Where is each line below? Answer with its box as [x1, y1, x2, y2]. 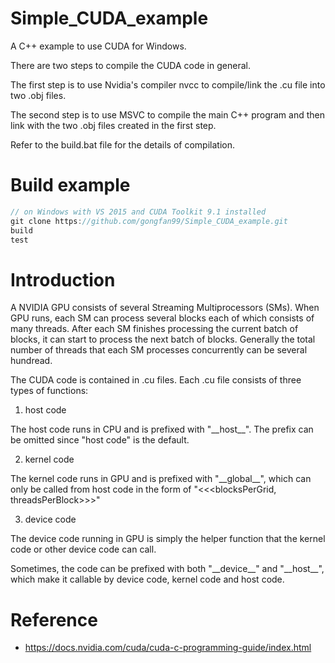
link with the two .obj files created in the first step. [10, 119, 217, 131]
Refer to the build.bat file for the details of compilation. [10, 138, 235, 151]
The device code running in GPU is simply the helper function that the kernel [10, 533, 326, 545]
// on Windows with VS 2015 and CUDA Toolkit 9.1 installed [10, 207, 267, 217]
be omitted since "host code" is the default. [10, 434, 190, 446]
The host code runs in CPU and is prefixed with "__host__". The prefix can [10, 423, 314, 436]
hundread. [10, 355, 53, 367]
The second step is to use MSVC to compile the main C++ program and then [10, 108, 326, 121]
